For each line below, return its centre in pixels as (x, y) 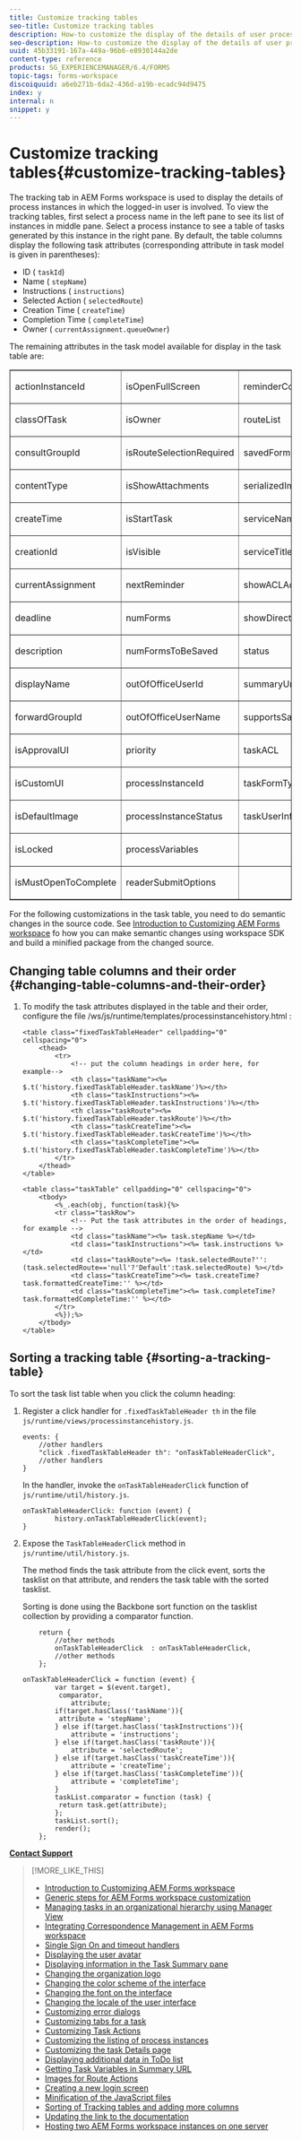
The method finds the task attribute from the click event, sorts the (144, 1570)
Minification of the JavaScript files (108, 2097)
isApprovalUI (42, 750)
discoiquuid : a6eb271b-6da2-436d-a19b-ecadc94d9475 (107, 84)
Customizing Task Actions (93, 2031)
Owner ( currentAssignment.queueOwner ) (96, 329)
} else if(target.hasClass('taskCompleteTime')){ (149, 1773)
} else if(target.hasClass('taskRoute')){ (135, 1742)
